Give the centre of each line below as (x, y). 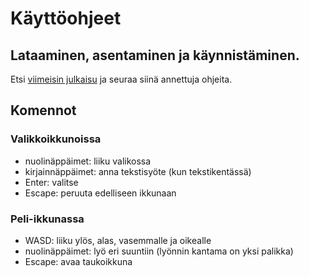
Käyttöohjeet (66, 18)
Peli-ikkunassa (47, 219)
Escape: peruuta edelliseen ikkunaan (100, 193)
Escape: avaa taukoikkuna (78, 261)
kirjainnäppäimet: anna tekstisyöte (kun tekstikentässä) (138, 171)
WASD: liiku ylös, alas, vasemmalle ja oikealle (118, 240)
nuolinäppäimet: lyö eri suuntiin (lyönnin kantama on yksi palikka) (159, 251)
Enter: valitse (51, 182)
